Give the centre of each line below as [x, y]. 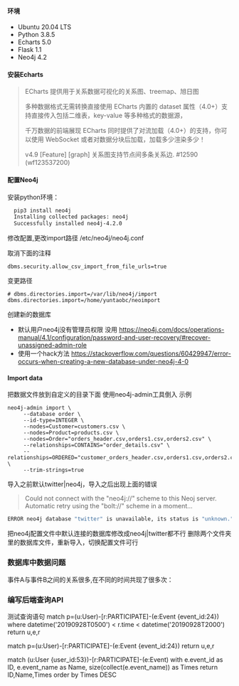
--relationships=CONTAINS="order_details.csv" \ [97, 445]
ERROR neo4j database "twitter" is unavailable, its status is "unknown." [121, 519]
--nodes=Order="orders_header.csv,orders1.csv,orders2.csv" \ [117, 439]
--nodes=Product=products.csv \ [71, 433]
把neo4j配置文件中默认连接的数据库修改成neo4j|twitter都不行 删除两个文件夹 [119, 534]
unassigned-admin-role [52, 345]
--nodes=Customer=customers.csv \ [74, 427]
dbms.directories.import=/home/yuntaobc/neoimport [84, 301]
